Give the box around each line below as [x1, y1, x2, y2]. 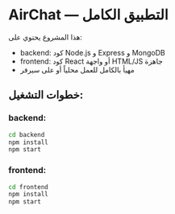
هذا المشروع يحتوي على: [8, 32, 83, 42]
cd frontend [8, 183, 48, 191]
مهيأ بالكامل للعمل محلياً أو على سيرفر [19, 64, 135, 74]
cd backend [8, 130, 45, 138]
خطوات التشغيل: [8, 88, 84, 102]
